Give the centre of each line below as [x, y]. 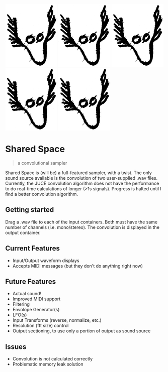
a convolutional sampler [42, 163]
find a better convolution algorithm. [42, 194]
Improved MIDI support [36, 299]
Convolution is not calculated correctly [53, 359]
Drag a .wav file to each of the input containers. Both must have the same [81, 222]
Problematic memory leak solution [48, 364]
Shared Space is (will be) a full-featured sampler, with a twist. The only [78, 173]
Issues [16, 347]
